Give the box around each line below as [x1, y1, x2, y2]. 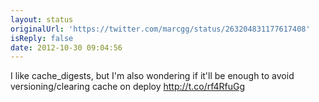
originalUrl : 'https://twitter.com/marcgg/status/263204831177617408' [10, 24, 311, 34]
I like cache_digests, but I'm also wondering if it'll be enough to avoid [10, 70, 295, 82]
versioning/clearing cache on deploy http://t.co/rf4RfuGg [10, 81, 246, 93]
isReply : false [10, 33, 74, 43]
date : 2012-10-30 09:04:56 [10, 42, 123, 53]
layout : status [10, 14, 74, 25]
